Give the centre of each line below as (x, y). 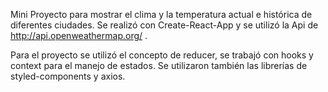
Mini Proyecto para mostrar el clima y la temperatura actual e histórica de (161, 14)
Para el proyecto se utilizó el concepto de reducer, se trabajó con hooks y (162, 55)
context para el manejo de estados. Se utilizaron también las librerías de (159, 65)
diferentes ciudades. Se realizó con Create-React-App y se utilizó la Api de (164, 25)
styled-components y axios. (68, 76)
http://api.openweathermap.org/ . (79, 35)
